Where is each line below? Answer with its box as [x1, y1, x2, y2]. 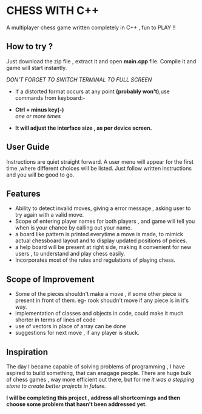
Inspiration [6, 346, 49, 357]
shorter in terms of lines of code [15, 316, 96, 323]
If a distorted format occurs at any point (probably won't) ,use [15, 88, 170, 95]
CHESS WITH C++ [6, 4, 99, 18]
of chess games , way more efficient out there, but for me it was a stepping [6, 376, 195, 383]
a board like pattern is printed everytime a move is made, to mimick [15, 231, 184, 238]
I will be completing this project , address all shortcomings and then [6, 394, 181, 401]
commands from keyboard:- [15, 94, 86, 101]
